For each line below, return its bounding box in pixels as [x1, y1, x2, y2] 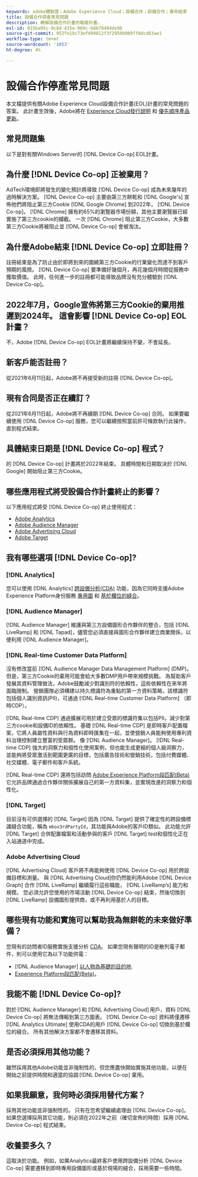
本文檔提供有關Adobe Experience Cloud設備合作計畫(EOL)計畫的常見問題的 [6, 100, 189, 107]
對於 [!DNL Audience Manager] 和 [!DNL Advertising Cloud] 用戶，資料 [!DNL [6, 1006, 192, 1013]
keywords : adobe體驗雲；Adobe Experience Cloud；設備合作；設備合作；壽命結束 [6, 8, 187, 15]
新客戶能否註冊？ [6, 357, 68, 367]
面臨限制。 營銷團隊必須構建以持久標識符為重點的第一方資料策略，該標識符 [6, 688, 189, 695]
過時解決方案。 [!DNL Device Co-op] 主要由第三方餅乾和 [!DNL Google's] [6, 193, 183, 200]
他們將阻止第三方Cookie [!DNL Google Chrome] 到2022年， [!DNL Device [11, 201, 190, 208]
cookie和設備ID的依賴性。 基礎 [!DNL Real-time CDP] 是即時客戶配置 [16, 722, 183, 729]
